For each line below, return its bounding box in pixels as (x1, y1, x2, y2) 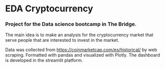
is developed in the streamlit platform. (5, 58, 83, 64)
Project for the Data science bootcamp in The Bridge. (5, 21, 136, 28)
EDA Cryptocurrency (5, 3, 93, 14)
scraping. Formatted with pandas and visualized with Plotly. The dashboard (5, 52, 160, 58)
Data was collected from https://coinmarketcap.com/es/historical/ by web (5, 47, 157, 53)
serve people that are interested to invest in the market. (5, 37, 119, 43)
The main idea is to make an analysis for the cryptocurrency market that (5, 32, 153, 38)
